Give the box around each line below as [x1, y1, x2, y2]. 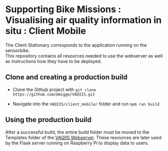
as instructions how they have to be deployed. [5, 58, 102, 64]
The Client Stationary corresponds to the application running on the [5, 42, 147, 48]
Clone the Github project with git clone [12, 86, 96, 93]
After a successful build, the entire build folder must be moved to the [5, 129, 150, 135]
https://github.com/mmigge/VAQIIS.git [12, 92, 95, 97]
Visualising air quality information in [5, 14, 162, 26]
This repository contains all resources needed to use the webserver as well [5, 52, 163, 59]
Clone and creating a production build [5, 73, 128, 82]
